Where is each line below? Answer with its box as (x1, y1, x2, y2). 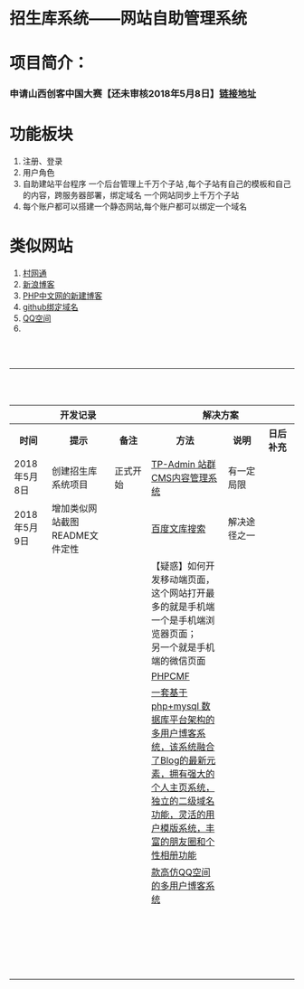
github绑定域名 (22, 302, 79, 313)
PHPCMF (150, 670, 190, 683)
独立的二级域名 (150, 795, 215, 807)
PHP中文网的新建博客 (22, 290, 103, 301)
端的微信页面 (150, 655, 206, 667)
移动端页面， (159, 573, 215, 586)
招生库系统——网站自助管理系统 (9, 8, 248, 29)
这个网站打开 (150, 587, 206, 599)
